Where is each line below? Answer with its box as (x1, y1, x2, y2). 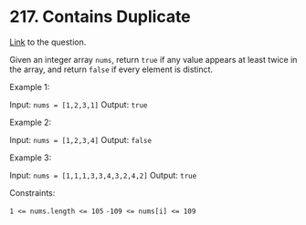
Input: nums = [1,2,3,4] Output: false (9, 134, 153, 145)
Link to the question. (9, 36, 87, 47)
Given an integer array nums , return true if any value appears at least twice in (9, 54, 298, 65)
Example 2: (9, 117, 52, 128)
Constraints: (9, 187, 56, 198)
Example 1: (9, 81, 50, 92)
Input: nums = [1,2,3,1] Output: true (9, 98, 148, 110)
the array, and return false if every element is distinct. (9, 64, 213, 75)
